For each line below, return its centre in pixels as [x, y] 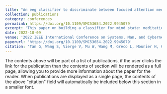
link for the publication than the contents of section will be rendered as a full [83, 66]
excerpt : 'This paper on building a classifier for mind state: [73, 28]
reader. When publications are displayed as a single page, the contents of [81, 76]
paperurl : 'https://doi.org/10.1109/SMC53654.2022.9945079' [69, 42]
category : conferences [29, 19]
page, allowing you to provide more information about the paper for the [78, 71]
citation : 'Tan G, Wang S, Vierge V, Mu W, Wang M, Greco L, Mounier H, [82, 47]
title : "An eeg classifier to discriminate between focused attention [80, 10]
